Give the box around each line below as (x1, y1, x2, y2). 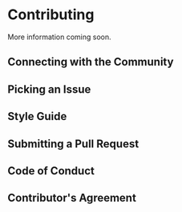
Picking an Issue (7, 82, 91, 96)
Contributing (7, 6, 95, 24)
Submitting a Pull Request (7, 137, 140, 150)
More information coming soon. (7, 32, 111, 42)
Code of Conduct (7, 164, 95, 178)
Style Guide (7, 110, 67, 123)
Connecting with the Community (7, 55, 174, 69)
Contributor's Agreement (7, 191, 137, 205)
